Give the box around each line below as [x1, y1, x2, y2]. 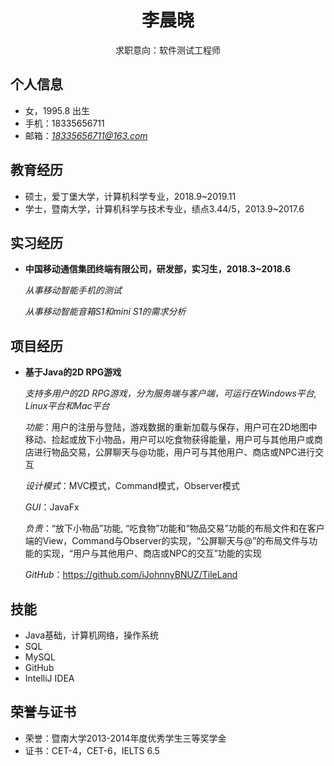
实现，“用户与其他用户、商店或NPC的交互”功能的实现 [42, 547, 262, 560]
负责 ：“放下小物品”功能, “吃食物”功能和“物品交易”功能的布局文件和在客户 [24, 522, 325, 535]
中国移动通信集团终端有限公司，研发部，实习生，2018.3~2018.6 [24, 263, 291, 275]
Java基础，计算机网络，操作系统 [24, 629, 160, 641]
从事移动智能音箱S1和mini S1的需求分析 [24, 306, 187, 318]
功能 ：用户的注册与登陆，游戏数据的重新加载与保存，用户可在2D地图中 [24, 421, 318, 433]
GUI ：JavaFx [24, 501, 80, 513]
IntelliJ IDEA [24, 672, 75, 684]
